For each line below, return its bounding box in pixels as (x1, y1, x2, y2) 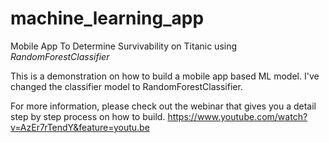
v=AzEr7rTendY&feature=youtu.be (10, 121, 150, 133)
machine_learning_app (10, 7, 205, 30)
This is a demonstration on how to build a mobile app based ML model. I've (10, 70, 320, 82)
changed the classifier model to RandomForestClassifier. (10, 80, 243, 92)
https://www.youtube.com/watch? (167, 110, 308, 122)
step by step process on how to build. (10, 110, 166, 122)
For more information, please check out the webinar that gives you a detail (10, 100, 317, 112)
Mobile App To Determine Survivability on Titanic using (10, 40, 238, 52)
